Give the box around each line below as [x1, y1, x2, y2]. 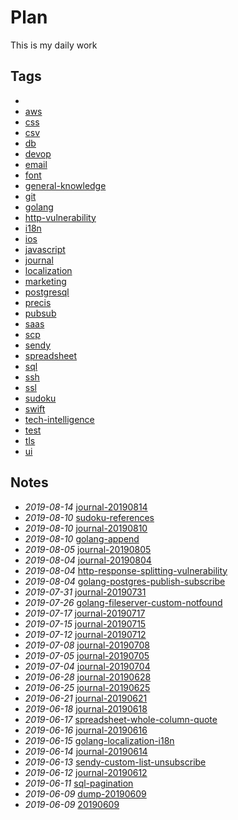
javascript [24, 243, 66, 255]
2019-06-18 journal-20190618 [24, 702, 148, 715]
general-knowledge [24, 179, 107, 191]
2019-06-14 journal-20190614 [24, 745, 148, 757]
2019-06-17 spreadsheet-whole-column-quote [24, 713, 218, 725]
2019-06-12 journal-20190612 [24, 766, 148, 778]
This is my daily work [10, 39, 98, 51]
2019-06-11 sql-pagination [24, 777, 134, 789]
